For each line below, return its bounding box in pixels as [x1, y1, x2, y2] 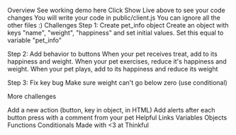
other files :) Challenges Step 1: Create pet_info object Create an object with [7, 21, 229, 29]
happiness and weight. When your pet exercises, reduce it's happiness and [7, 57, 227, 66]
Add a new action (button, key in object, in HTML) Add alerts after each [7, 106, 215, 114]
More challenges [7, 92, 57, 100]
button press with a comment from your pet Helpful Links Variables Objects [7, 113, 227, 122]
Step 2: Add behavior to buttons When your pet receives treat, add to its [7, 49, 218, 58]
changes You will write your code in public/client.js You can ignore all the [7, 13, 221, 22]
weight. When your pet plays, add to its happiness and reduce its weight [7, 65, 218, 73]
